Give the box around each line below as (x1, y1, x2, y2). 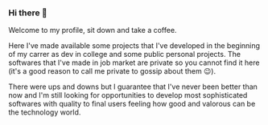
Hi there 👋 (8, 7, 48, 18)
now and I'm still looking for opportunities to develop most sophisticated (8, 91, 248, 100)
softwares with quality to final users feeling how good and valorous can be (8, 99, 256, 109)
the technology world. (8, 107, 81, 117)
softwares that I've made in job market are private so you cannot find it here (8, 58, 260, 67)
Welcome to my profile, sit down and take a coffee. (8, 26, 177, 35)
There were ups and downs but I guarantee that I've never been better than (8, 82, 258, 91)
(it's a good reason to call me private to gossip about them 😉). (8, 67, 216, 76)
